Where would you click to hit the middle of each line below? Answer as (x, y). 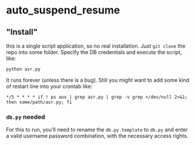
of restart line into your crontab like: (49, 86)
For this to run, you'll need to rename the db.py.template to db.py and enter (97, 130)
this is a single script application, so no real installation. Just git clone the (96, 46)
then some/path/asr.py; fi (39, 102)
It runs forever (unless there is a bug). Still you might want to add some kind (98, 80)
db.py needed (26, 117)
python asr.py (23, 69)
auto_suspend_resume (63, 10)
